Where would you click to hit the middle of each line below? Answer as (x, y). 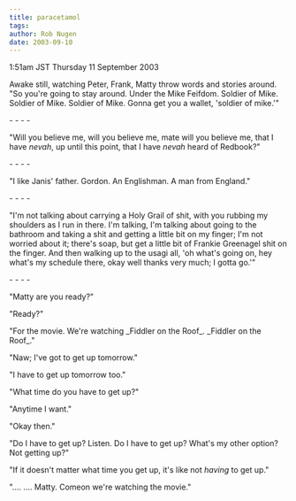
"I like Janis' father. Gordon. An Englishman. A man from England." (130, 181)
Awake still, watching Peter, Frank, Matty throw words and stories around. (143, 84)
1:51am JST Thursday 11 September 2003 (84, 67)
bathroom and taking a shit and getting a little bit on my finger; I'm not (136, 235)
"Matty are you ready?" (52, 297)
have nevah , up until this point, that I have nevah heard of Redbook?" (135, 147)
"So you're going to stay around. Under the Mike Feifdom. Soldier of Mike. (144, 94)
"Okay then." (32, 427)
